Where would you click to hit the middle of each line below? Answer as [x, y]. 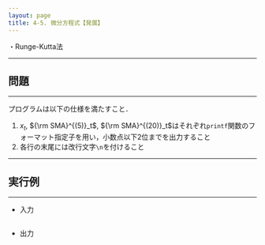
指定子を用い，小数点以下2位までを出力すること [132, 137]
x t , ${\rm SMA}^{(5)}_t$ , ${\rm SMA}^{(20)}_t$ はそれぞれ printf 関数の [134, 127]
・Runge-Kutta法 [36, 46]
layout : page [30, 15]
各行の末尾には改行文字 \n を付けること [82, 147]
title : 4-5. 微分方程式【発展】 [56, 23]
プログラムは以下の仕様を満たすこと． [70, 109]
